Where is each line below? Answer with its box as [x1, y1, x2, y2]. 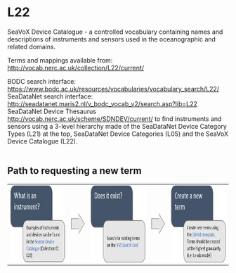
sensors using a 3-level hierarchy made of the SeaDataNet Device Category [7, 122, 227, 130]
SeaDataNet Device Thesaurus [7, 107, 97, 115]
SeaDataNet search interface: [7, 92, 93, 101]
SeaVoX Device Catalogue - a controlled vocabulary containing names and [7, 27, 223, 36]
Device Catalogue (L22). [7, 136, 78, 145]
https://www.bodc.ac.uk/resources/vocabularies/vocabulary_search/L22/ [7, 84, 220, 93]
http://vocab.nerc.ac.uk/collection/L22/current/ [7, 63, 145, 72]
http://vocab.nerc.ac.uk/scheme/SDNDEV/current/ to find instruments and [7, 114, 222, 123]
